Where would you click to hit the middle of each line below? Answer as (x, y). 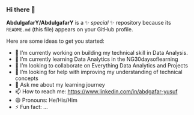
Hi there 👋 (21, 10)
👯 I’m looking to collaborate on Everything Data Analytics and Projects (101, 66)
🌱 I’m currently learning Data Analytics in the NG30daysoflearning (96, 59)
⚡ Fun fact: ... (31, 107)
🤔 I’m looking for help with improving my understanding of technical (99, 72)
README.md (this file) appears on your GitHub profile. (70, 30)
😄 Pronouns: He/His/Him (46, 100)
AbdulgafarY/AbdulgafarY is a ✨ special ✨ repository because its (89, 23)
